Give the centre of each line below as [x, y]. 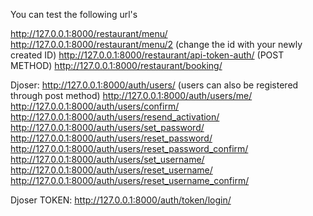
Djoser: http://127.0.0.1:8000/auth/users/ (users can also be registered [154, 85]
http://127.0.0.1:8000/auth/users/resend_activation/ [115, 117]
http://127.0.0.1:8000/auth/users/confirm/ [95, 106]
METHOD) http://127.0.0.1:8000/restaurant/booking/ [116, 65]
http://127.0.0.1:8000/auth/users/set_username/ [107, 159]
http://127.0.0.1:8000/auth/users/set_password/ [107, 127]
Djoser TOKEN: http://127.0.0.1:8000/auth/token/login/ [121, 200]
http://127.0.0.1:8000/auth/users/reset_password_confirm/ [129, 148]
